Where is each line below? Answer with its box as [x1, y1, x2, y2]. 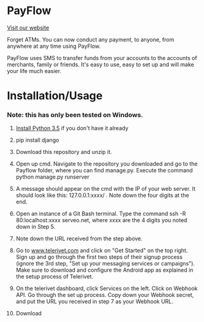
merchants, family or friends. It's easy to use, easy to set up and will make [7, 61, 195, 68]
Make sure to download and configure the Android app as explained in [15, 266, 194, 274]
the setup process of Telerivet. [15, 273, 94, 280]
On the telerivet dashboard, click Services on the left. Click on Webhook [15, 285, 198, 292]
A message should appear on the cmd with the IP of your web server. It [15, 185, 195, 193]
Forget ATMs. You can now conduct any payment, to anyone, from [7, 36, 175, 43]
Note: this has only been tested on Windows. [7, 111, 143, 120]
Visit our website [7, 24, 50, 31]
